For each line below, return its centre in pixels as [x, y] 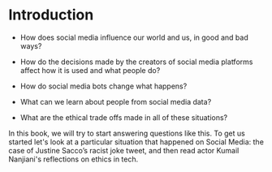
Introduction [51, 15]
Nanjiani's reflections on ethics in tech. [73, 159]
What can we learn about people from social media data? [116, 101]
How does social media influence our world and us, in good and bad [134, 37]
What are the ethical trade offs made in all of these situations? [124, 117]
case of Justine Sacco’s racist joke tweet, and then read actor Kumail [124, 150]
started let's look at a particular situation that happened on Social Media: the [136, 142]
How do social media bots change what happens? [104, 86]
